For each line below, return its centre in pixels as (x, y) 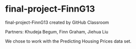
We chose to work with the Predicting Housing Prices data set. (68, 41)
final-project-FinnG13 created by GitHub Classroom (57, 22)
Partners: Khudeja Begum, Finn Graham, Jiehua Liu (57, 32)
